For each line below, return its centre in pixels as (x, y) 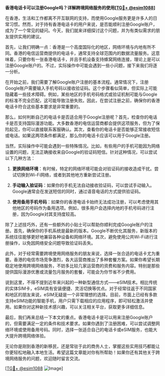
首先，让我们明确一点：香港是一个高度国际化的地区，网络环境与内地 (74, 47)
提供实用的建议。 (27, 37)
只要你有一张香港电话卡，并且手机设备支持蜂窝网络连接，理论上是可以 (89, 59)
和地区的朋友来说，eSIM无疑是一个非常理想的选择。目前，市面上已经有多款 (81, 295)
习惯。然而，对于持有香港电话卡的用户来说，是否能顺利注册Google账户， (83, 24)
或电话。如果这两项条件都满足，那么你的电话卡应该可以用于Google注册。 (79, 135)
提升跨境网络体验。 (28, 336)
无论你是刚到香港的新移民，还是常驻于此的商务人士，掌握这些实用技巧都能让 (82, 346)
